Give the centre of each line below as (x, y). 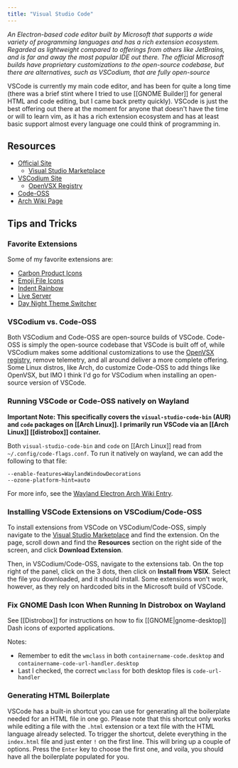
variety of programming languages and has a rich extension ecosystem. (113, 42)
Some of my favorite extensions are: (60, 259)
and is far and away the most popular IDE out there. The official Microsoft (115, 57)
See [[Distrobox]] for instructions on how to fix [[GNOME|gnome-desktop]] (117, 621)
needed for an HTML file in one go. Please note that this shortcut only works (119, 718)
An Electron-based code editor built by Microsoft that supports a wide (110, 34)
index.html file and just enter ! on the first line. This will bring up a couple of (119, 741)
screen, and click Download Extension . (65, 550)
